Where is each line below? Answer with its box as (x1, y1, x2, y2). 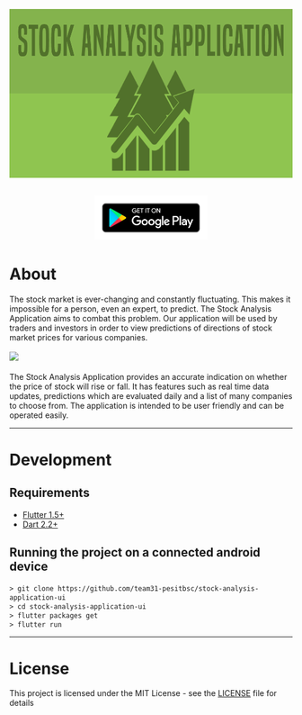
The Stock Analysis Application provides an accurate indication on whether (9, 371, 288, 382)
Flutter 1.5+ (22, 509, 65, 520)
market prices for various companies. (9, 331, 148, 342)
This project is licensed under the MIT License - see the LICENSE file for (9, 688, 277, 699)
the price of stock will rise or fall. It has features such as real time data (9, 381, 270, 392)
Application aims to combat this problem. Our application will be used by (9, 312, 278, 323)
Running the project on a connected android (9, 545, 261, 560)
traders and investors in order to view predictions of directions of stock (9, 322, 272, 333)
